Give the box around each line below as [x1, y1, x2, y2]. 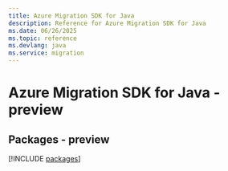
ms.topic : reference [8, 34, 78, 43]
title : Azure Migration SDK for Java [8, 11, 135, 20]
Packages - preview [8, 132, 110, 146]
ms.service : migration [8, 49, 84, 57]
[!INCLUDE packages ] [8, 154, 81, 163]
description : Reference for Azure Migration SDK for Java [8, 19, 206, 27]
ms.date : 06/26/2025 [8, 26, 78, 35]
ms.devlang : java [8, 42, 67, 50]
